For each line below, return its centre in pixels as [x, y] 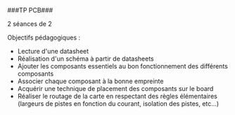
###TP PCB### [30, 10]
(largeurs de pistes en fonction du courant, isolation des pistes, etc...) [118, 104]
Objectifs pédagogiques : [44, 37]
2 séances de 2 [30, 24]
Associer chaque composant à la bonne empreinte [90, 81]
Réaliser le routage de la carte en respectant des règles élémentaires [118, 96]
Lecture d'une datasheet [53, 51]
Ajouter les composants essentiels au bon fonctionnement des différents [123, 66]
